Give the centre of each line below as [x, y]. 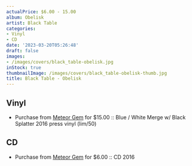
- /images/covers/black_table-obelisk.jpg [60, 62]
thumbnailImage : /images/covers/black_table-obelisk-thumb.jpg [87, 73]
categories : [21, 28]
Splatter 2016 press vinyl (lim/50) [56, 123]
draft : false [22, 51]
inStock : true [24, 67]
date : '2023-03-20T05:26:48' [42, 46]
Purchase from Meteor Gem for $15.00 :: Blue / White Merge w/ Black [100, 117]
